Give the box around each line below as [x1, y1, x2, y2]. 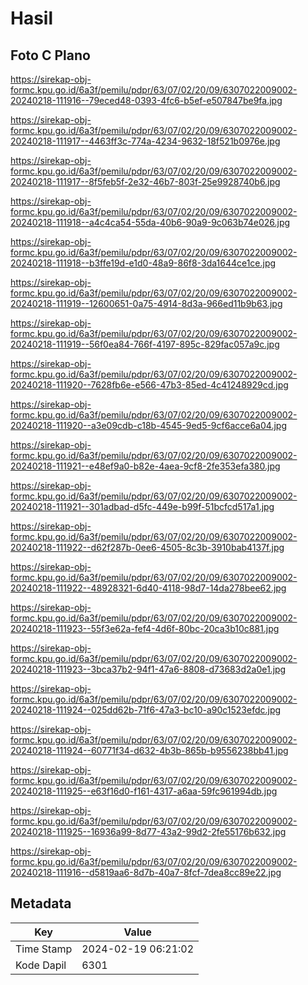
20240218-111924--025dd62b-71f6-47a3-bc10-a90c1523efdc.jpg [10, 704, 282, 716]
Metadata [10, 895, 72, 912]
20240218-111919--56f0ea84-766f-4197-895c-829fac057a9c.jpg [10, 338, 280, 350]
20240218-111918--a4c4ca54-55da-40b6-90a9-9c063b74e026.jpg [10, 217, 291, 228]
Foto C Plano [10, 47, 91, 64]
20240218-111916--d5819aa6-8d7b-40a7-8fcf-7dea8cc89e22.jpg [10, 867, 282, 878]
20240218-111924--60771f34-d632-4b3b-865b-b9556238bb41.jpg [10, 745, 289, 756]
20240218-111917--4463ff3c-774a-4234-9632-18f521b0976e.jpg [10, 135, 281, 147]
